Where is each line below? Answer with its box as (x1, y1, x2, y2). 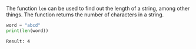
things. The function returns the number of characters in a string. (6, 11, 164, 18)
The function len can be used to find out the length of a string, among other (6, 5, 190, 12)
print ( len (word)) (6, 27, 49, 34)
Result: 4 (6, 38, 31, 44)
